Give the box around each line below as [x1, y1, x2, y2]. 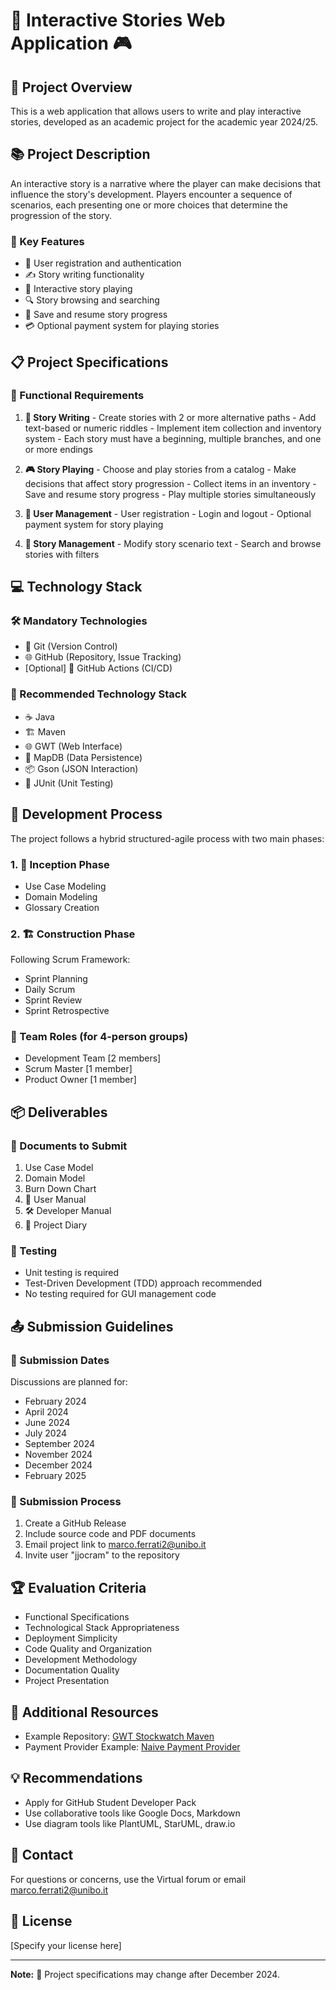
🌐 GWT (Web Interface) [24, 740, 123, 752]
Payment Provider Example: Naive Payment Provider [24, 1741, 241, 1753]
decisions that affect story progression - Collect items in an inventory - [24, 477, 317, 489]
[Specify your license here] [10, 1939, 122, 1951]
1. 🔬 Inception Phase [10, 857, 110, 871]
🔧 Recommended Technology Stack [10, 687, 187, 701]
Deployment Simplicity [24, 1632, 118, 1644]
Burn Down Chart [24, 1183, 97, 1195]
